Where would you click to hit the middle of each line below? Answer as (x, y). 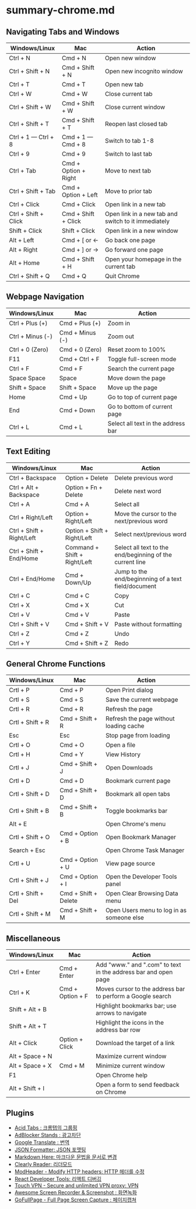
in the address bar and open (134, 972)
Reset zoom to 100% (137, 349)
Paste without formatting (148, 624)
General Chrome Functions (56, 664)
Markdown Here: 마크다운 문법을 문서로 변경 (66, 1157)
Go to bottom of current (140, 406)
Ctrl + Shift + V (29, 624)
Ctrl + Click (24, 204)
